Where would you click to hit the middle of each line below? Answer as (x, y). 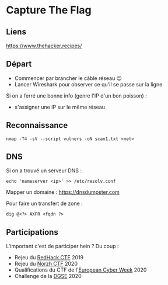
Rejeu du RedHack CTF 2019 (49, 258)
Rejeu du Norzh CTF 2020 (46, 264)
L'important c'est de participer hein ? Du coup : (62, 246)
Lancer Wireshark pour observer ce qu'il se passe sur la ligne (88, 84)
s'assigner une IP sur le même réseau (60, 107)
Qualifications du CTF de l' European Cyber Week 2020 (80, 270)
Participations (32, 232)
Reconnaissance (37, 125)
